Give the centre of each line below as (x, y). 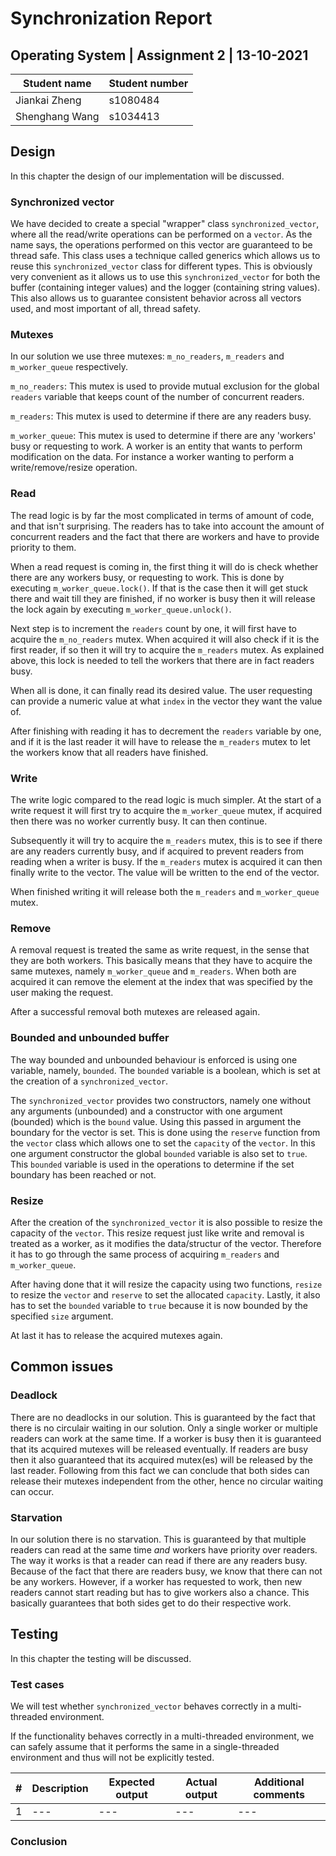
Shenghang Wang (57, 116)
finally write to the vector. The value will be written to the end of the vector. (165, 872)
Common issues (62, 1367)
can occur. (32, 1491)
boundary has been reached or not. (83, 1174)
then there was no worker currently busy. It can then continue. (139, 821)
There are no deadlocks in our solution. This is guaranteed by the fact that (163, 1417)
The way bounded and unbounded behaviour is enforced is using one (154, 1059)
